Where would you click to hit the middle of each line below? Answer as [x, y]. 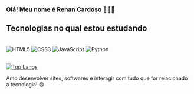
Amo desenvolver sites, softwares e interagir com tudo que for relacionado [97, 78]
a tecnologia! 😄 [25, 85]
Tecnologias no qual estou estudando [77, 28]
